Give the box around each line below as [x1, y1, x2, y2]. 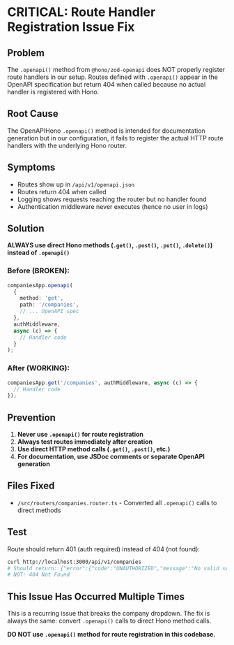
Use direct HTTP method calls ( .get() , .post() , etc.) [17, 445, 171, 454]
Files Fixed [7, 480, 55, 492]
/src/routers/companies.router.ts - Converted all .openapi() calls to [17, 498, 217, 507]
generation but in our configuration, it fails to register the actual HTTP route [7, 133, 224, 142]
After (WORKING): [7, 363, 70, 373]
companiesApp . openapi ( [7, 282, 73, 289]
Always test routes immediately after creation [17, 437, 153, 446]
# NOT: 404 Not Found [7, 571, 70, 579]
